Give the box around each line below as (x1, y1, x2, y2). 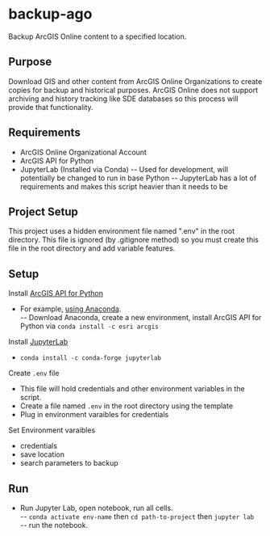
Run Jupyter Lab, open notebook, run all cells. (19, 503, 173, 513)
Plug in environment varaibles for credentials (19, 410, 169, 420)
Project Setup (8, 205, 79, 218)
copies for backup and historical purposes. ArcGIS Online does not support (8, 85, 259, 95)
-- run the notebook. (19, 521, 89, 530)
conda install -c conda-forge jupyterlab (19, 354, 161, 362)
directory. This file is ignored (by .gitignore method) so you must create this (8, 235, 260, 245)
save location (19, 449, 64, 459)
